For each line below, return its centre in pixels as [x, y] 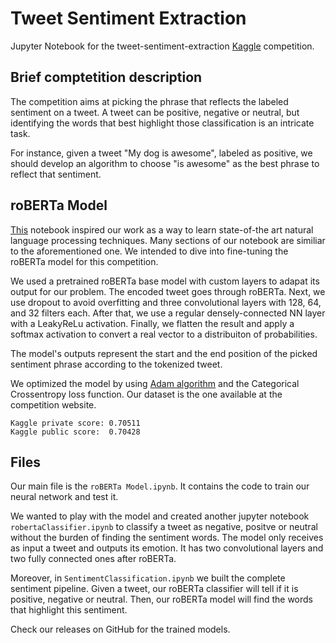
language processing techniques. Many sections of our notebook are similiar [168, 240]
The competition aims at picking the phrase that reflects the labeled [149, 101]
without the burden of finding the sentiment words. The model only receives [167, 538]
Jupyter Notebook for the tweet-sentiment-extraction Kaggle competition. [162, 46]
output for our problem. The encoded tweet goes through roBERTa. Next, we [168, 291]
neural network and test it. [64, 497]
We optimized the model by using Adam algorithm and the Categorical [155, 383]
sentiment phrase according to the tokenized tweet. [116, 364]
